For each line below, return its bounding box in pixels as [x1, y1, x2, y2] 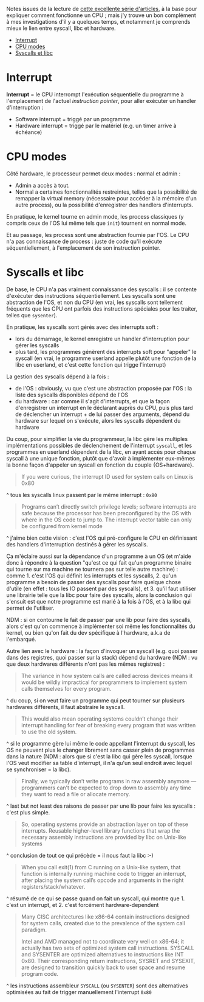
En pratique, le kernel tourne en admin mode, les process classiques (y [6, 213, 184, 220]
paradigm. [21, 926, 47, 933]
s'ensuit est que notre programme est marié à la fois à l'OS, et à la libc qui [6, 598, 191, 605]
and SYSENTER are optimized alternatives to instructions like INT [21, 950, 184, 958]
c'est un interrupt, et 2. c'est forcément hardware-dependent [6, 901, 159, 908]
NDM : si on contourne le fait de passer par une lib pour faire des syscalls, [6, 616, 192, 623]
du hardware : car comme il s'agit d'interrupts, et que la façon [15, 397, 170, 404]
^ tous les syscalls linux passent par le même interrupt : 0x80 [6, 491, 157, 498]
